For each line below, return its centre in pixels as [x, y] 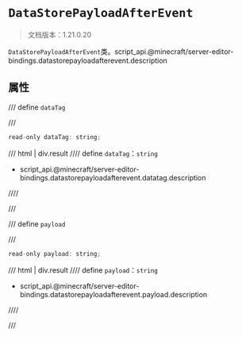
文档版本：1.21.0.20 [60, 34]
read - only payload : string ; [55, 254]
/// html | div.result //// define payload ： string [83, 270]
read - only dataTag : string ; [55, 137]
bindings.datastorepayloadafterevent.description [88, 60]
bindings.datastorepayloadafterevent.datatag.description [113, 177]
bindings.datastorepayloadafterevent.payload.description [113, 294]
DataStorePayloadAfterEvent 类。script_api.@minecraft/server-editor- [121, 51]
